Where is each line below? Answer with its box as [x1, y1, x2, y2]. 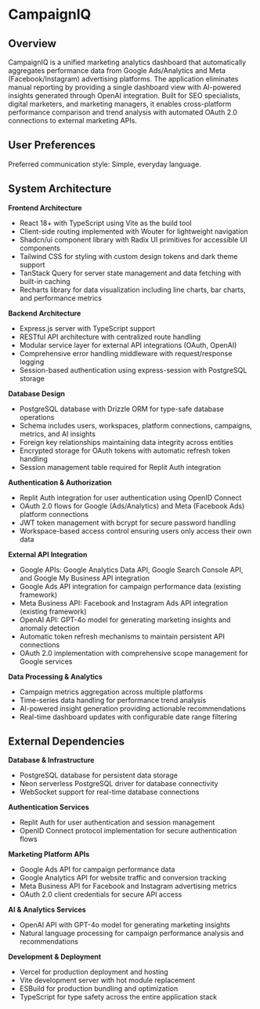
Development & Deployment [8, 952, 102, 962]
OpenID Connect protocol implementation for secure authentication [19, 826, 237, 836]
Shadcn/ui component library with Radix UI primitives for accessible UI [19, 235, 248, 244]
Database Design [8, 388, 65, 398]
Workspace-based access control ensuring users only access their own [19, 526, 252, 535]
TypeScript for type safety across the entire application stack [19, 993, 218, 1002]
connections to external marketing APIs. [8, 116, 137, 125]
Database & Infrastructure [8, 756, 95, 765]
